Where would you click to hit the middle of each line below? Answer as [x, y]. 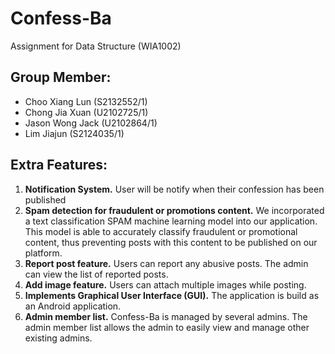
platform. [43, 253]
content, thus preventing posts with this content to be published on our [171, 242]
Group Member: [61, 77]
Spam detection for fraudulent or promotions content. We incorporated [174, 210]
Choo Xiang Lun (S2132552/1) [86, 101]
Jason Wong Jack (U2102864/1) [91, 123]
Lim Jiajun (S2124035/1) [74, 133]
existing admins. [58, 338]
